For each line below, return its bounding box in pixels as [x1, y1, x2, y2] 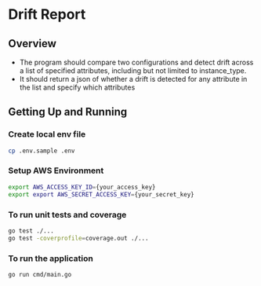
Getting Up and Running [8, 105, 128, 119]
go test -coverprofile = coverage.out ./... [8, 234, 149, 242]
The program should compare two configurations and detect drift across [19, 57, 254, 67]
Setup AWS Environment [8, 165, 104, 176]
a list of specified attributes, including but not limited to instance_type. [19, 66, 247, 75]
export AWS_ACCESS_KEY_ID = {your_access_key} [8, 183, 156, 191]
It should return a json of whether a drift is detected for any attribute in [19, 75, 248, 83]
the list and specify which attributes [19, 82, 136, 92]
